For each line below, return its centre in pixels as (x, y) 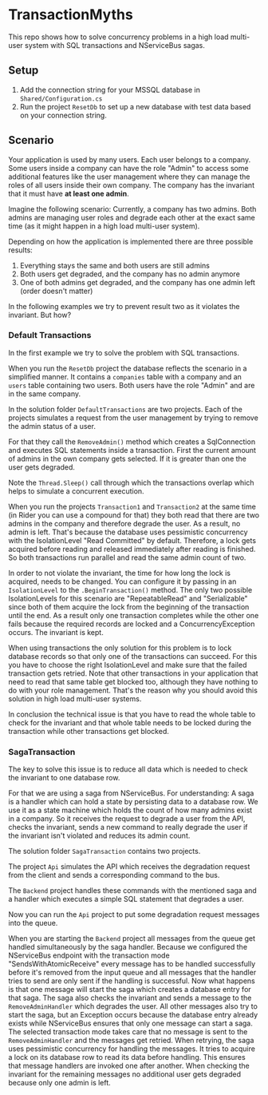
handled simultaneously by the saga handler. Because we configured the (128, 947)
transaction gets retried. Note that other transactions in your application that (133, 673)
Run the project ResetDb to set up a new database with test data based (135, 106)
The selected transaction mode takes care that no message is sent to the (128, 1032)
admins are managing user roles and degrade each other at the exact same (132, 217)
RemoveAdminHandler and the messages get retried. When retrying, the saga (131, 1041)
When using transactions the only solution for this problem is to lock (120, 648)
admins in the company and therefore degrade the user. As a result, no (124, 523)
